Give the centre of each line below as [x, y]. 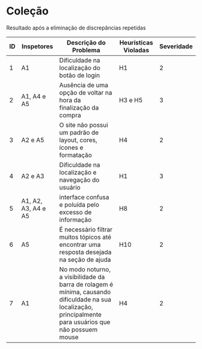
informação [75, 220]
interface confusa [84, 197]
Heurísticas [136, 42]
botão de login [80, 75]
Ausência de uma [84, 85]
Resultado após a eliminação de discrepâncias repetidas [76, 28]
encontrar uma [80, 244]
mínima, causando [85, 292]
